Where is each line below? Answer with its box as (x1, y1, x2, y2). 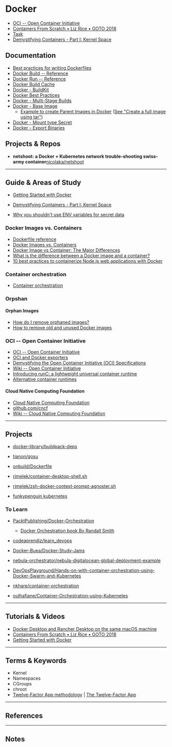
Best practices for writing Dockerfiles (12, 65, 92, 71)
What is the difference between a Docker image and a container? (12, 252, 150, 259)
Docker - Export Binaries (12, 125, 65, 131)
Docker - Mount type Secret (12, 119, 72, 126)
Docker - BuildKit (12, 87, 49, 93)
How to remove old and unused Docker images (12, 325, 112, 331)
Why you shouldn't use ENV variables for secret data (12, 212, 124, 218)
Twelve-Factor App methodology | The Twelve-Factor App (12, 692, 137, 698)
